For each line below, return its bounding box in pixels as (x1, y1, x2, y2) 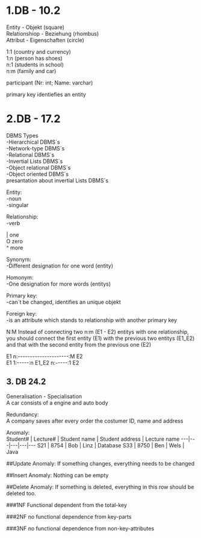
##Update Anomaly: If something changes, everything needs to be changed (6, 460, 195, 467)
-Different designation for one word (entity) (6, 262, 113, 269)
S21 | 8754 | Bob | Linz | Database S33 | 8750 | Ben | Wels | (37, 441, 185, 449)
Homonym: (6, 274, 34, 281)
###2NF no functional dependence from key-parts (6, 513, 132, 520)
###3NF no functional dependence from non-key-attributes (6, 525, 155, 532)
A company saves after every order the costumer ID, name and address (6, 417, 184, 424)
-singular (6, 201, 29, 208)
